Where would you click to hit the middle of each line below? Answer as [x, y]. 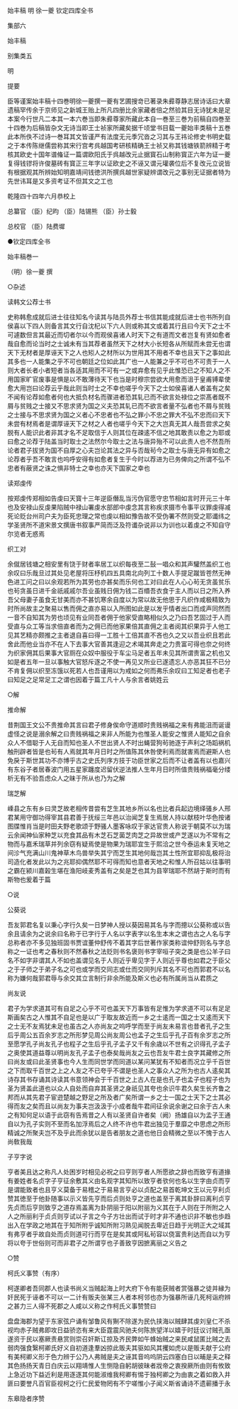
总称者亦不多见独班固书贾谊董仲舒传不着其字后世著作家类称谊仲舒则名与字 [116, 943]
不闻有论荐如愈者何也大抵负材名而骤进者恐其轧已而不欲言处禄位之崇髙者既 [116, 397]
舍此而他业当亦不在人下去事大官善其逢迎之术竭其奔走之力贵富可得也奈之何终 [119, 644]
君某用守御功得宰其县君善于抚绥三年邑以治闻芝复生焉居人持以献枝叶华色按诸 [119, 817]
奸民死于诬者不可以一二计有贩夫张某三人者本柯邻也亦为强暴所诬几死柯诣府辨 [119, 1297]
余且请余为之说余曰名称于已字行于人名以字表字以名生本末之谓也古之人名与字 [119, 934]
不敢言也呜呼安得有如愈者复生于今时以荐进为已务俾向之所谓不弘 [131, 459]
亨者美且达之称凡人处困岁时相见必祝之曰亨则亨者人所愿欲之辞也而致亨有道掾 [119, 1172]
